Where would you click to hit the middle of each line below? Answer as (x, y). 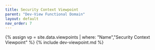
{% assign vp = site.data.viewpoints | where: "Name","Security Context (77, 37)
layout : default (22, 19)
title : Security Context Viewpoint (42, 10)
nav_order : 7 (19, 23)
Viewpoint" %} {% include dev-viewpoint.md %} (54, 43)
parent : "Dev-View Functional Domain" (45, 14)
